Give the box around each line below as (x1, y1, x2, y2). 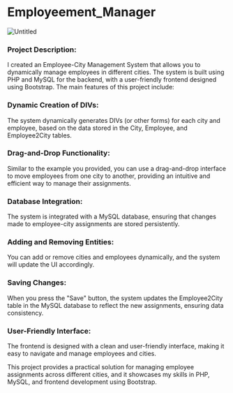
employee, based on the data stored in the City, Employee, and (7, 124, 188, 132)
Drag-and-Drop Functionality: (7, 148, 110, 158)
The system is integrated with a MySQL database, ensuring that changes (7, 212, 216, 221)
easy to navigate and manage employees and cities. (7, 350, 157, 358)
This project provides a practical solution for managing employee (7, 363, 194, 371)
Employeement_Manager (7, 4, 156, 20)
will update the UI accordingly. (7, 260, 95, 269)
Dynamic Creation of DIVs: (7, 101, 99, 110)
